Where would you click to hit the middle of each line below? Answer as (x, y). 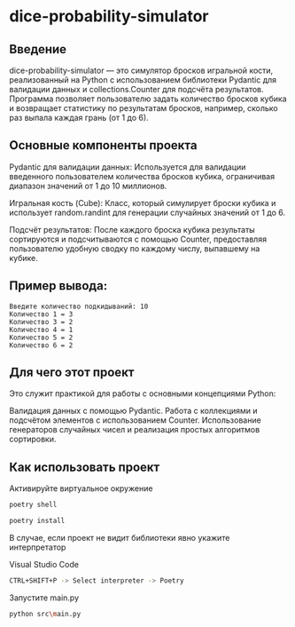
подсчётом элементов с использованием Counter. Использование (135, 420)
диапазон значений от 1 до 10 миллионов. (88, 186)
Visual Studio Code (44, 564)
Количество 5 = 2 (41, 337)
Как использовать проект (85, 467)
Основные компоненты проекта (103, 145)
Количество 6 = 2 (41, 345)
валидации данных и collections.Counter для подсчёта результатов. (136, 89)
